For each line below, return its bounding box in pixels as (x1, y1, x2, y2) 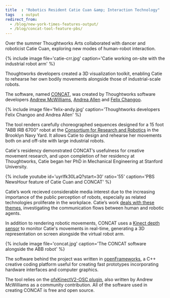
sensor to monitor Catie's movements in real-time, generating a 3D (5, 226, 145, 232)
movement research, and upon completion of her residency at (5, 153, 134, 159)
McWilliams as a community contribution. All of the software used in (5, 282, 148, 288)
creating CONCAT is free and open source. (5, 287, 95, 293)
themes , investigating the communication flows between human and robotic (5, 205, 164, 211)
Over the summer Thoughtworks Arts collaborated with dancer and (5, 40, 146, 46)
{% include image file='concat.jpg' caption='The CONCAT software (5, 241, 146, 247)
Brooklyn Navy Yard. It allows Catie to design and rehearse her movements (5, 132, 162, 138)
